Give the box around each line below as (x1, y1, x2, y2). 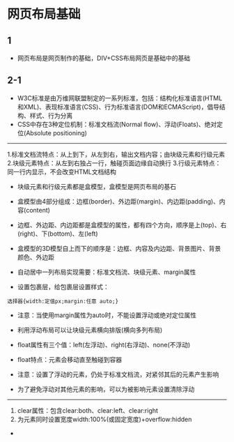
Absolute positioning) (25, 128, 87, 137)
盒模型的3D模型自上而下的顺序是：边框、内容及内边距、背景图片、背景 (17, 244, 221, 252)
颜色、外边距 (17, 252, 54, 261)
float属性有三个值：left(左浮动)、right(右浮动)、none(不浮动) (17, 340, 191, 349)
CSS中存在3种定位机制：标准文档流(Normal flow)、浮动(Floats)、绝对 (17, 120, 217, 128)
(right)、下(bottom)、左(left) (17, 229, 99, 238)
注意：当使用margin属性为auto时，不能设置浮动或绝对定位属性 (17, 311, 197, 319)
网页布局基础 (7, 6, 81, 22)
